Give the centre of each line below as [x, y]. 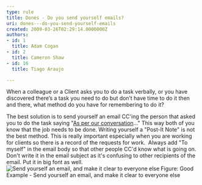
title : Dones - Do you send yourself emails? [65, 18]
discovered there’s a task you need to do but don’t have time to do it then [98, 98]
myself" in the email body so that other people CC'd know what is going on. [101, 149]
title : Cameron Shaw [38, 58]
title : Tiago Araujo [38, 69]
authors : [17, 35]
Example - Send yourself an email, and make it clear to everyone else [93, 175]
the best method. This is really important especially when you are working [99, 136]
